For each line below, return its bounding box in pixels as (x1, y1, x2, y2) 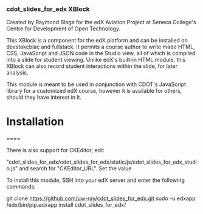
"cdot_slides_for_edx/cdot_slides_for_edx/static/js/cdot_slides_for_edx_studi (6, 158, 198, 166)
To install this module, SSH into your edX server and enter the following (6, 176, 185, 184)
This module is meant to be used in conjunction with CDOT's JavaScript (6, 81, 187, 88)
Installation (6, 115, 64, 129)
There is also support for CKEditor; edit (6, 147, 105, 154)
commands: (6, 183, 36, 190)
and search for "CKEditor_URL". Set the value (19, 165, 132, 172)
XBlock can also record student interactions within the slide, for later (6, 62, 178, 70)
